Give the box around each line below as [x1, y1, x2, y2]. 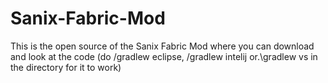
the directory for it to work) [10, 61, 122, 73]
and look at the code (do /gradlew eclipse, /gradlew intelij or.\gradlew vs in [10, 50, 318, 62]
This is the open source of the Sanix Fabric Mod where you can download [10, 40, 315, 52]
